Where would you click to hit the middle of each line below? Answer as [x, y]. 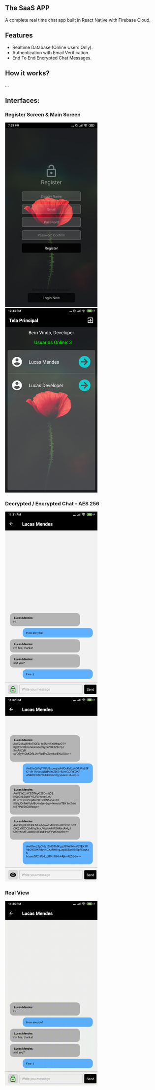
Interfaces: [22, 100]
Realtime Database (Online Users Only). [52, 47]
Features [19, 36]
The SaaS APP [28, 8]
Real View [17, 893]
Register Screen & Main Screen [43, 114]
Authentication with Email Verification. [51, 52]
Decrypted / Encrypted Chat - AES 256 [52, 504]
